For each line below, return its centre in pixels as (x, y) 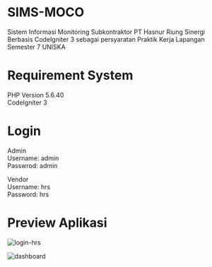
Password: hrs (28, 194)
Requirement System (70, 76)
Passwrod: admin (33, 165)
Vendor (18, 179)
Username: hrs (29, 186)
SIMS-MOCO (46, 12)
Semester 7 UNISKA (36, 47)
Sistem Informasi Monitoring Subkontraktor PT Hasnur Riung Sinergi (106, 32)
